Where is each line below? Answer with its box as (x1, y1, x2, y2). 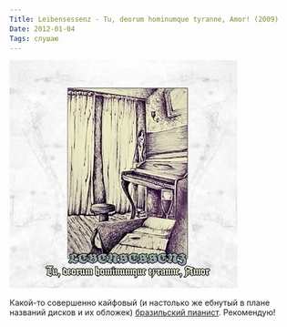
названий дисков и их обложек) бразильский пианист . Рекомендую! (9, 307, 276, 318)
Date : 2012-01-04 (9, 24, 76, 34)
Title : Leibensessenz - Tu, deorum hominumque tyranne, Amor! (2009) (9, 15, 280, 24)
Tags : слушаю (9, 34, 59, 43)
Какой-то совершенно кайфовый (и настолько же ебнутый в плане (9, 297, 271, 309)
